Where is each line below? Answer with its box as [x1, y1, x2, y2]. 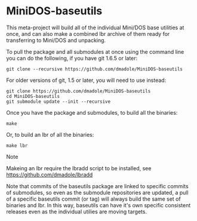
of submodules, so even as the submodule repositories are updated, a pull [6, 189, 189, 196]
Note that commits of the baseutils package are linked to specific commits [6, 182, 189, 189]
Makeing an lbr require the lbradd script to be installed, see [6, 164, 152, 171]
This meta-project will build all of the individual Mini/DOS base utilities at [6, 24, 184, 31]
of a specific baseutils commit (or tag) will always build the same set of [6, 195, 181, 202]
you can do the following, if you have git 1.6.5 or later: [6, 54, 138, 62]
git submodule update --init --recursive [6, 99, 111, 105]
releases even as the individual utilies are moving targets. [6, 208, 147, 215]
